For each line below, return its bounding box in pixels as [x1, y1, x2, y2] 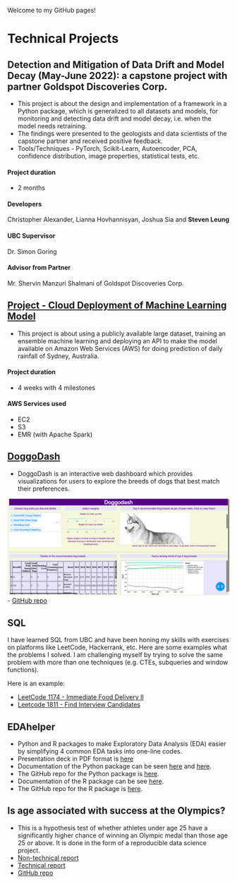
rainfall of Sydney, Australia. [17, 352, 99, 360]
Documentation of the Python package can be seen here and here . [17, 761, 212, 771]
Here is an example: [7, 680, 66, 688]
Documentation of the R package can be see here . [17, 777, 164, 785]
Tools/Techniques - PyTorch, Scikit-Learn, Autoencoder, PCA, [17, 145, 197, 152]
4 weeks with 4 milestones [17, 383, 96, 392]
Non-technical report [17, 853, 79, 862]
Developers [7, 199, 42, 208]
